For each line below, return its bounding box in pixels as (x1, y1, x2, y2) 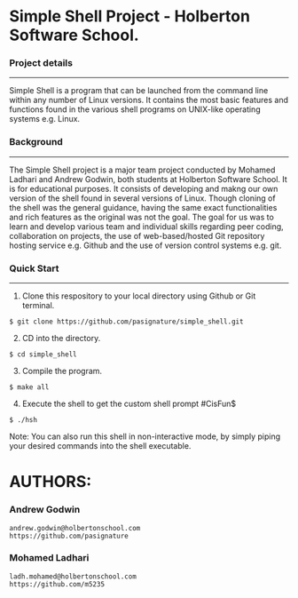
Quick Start (9, 262, 59, 275)
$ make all (9, 383, 50, 392)
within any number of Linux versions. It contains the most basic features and (9, 95, 289, 106)
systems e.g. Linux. (9, 114, 81, 124)
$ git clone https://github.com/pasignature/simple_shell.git (9, 317, 244, 326)
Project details (9, 57, 74, 69)
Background (9, 136, 64, 148)
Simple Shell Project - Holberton (9, 6, 251, 27)
